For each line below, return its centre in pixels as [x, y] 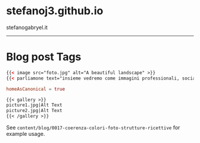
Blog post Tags [44, 57]
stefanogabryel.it [27, 27]
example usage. [26, 134]
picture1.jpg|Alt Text [34, 105]
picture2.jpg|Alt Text [34, 111]
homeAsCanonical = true [36, 89]
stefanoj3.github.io [55, 11]
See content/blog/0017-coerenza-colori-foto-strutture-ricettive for [93, 128]
